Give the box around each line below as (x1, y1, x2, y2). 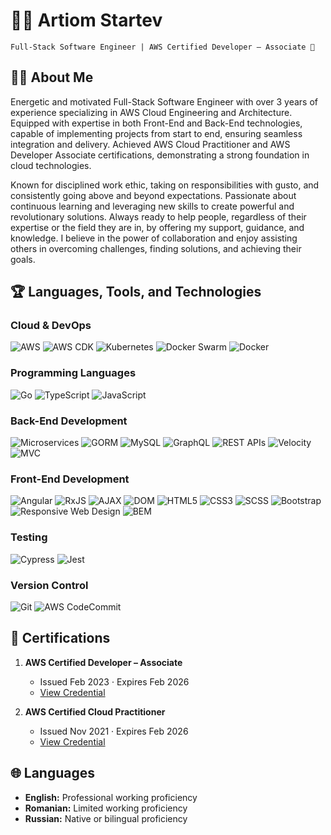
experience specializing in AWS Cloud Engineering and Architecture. (10, 106, 293, 118)
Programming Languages (10, 366, 137, 380)
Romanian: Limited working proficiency (24, 802, 188, 814)
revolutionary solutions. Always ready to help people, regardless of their (10, 210, 307, 223)
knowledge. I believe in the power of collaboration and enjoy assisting (10, 232, 298, 244)
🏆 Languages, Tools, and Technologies (10, 284, 262, 301)
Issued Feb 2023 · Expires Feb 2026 (39, 675, 190, 688)
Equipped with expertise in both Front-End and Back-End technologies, (10, 117, 303, 129)
